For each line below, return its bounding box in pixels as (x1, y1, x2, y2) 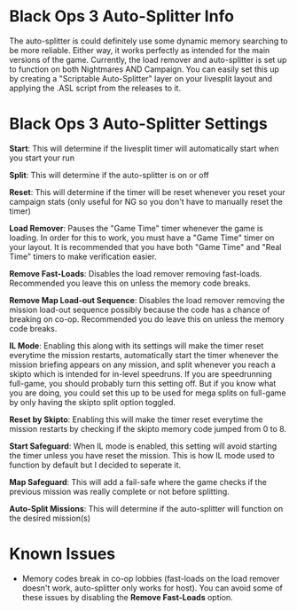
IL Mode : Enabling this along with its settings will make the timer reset (9, 340, 264, 351)
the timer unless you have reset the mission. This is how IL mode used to (9, 450, 275, 460)
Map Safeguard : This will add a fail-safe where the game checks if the (9, 476, 268, 487)
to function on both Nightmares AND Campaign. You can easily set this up (9, 64, 279, 74)
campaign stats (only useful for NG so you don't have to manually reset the (9, 196, 284, 207)
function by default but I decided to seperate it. (9, 459, 182, 470)
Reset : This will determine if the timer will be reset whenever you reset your (9, 186, 285, 197)
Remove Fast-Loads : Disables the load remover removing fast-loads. (9, 268, 262, 278)
